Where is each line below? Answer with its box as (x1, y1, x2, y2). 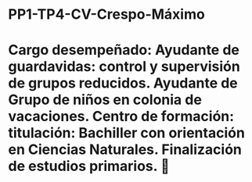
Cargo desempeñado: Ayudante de (8, 41, 240, 59)
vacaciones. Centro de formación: (8, 108, 235, 126)
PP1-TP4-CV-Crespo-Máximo (8, 5, 205, 23)
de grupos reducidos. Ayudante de (8, 74, 239, 92)
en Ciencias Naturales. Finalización (8, 141, 243, 159)
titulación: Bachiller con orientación (8, 124, 245, 142)
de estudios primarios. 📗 (8, 158, 170, 175)
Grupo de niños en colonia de (8, 91, 202, 109)
